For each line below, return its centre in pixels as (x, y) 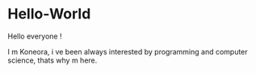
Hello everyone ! (35, 36)
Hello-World (49, 14)
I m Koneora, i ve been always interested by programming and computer (128, 51)
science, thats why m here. (52, 60)
